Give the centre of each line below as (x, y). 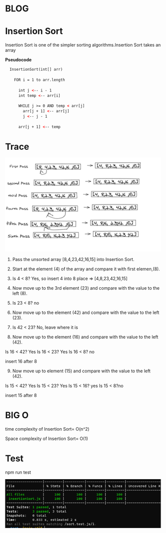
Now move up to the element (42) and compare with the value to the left (86, 312)
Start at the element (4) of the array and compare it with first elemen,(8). (86, 269)
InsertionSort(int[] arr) (36, 70)
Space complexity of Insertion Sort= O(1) (47, 439)
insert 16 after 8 (21, 361)
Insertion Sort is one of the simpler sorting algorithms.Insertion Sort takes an (83, 45)
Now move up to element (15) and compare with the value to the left (81, 371)
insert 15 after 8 (21, 396)
